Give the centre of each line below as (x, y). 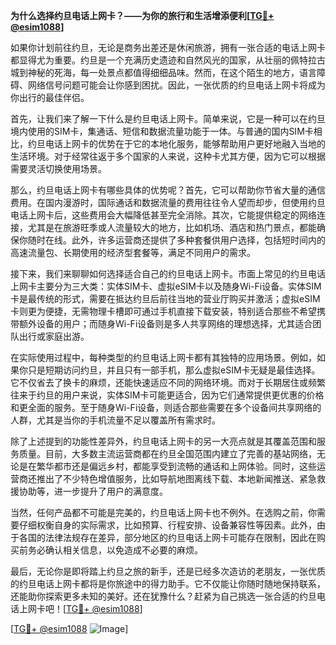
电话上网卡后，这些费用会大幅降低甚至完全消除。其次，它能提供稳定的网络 (163, 215)
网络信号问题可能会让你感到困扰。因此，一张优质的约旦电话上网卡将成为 (176, 85)
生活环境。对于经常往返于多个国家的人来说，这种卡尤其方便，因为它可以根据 (168, 156)
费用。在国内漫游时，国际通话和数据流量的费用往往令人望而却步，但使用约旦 (168, 202)
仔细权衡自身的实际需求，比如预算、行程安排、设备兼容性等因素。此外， (167, 525)
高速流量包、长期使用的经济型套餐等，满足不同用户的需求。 (133, 252)
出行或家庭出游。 (54, 336)
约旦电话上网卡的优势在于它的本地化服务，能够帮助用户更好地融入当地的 (176, 143)
